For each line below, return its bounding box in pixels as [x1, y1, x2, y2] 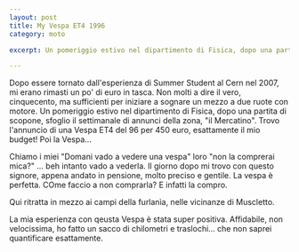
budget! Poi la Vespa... [9, 134, 92, 145]
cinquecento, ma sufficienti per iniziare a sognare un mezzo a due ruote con [9, 97, 289, 107]
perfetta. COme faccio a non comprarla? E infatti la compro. [9, 179, 229, 191]
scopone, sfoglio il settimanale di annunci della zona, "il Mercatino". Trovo [9, 115, 280, 126]
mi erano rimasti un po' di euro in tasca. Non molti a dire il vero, [9, 87, 242, 98]
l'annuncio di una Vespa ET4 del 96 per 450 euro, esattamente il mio [9, 125, 261, 136]
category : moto [9, 29, 66, 38]
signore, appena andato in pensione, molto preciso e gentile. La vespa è [9, 170, 274, 181]
